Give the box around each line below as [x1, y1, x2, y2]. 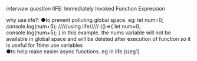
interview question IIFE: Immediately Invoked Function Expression [6, 5, 165, 12]
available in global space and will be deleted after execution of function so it [6, 36, 191, 42]
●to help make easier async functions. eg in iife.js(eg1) [6, 48, 140, 55]
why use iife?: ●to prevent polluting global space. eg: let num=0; [6, 17, 164, 23]
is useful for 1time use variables [6, 41, 83, 49]
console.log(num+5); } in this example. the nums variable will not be [6, 29, 171, 36]
